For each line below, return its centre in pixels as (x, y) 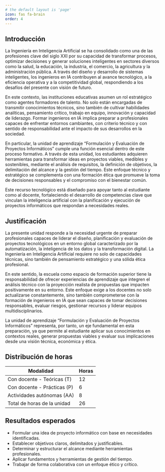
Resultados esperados (40, 421)
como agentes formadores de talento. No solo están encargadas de (74, 102)
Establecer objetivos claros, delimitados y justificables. (68, 443)
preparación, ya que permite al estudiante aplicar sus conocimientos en (78, 331)
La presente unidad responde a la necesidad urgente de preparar (71, 233)
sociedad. (15, 134)
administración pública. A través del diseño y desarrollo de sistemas (74, 72)
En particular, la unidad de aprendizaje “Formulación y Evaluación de (75, 143)
